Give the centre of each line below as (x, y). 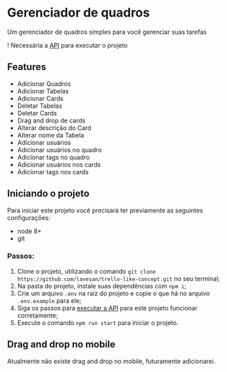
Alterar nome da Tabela (51, 135)
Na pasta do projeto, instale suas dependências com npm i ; (102, 286)
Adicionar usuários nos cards (59, 165)
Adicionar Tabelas (43, 91)
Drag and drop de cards (51, 120)
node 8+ (29, 231)
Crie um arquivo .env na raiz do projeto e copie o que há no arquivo (113, 293)
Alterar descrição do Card (54, 128)
